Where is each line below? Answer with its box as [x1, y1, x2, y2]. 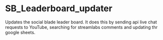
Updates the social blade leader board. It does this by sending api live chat [5, 19, 157, 25]
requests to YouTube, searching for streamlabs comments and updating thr [5, 24, 158, 30]
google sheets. [5, 29, 36, 35]
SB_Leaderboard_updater [5, 3, 113, 14]
